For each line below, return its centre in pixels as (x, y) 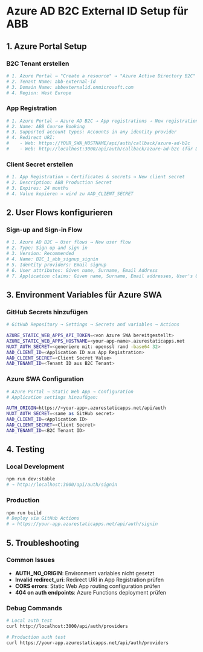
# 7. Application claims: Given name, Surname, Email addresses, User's (100, 276)
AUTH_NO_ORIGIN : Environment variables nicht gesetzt (85, 573)
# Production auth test (36, 637)
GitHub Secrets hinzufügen (47, 312)
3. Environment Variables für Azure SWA (84, 295)
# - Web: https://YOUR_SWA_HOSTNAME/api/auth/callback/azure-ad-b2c (98, 143)
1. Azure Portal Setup (47, 46)
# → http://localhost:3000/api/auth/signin (62, 485)
